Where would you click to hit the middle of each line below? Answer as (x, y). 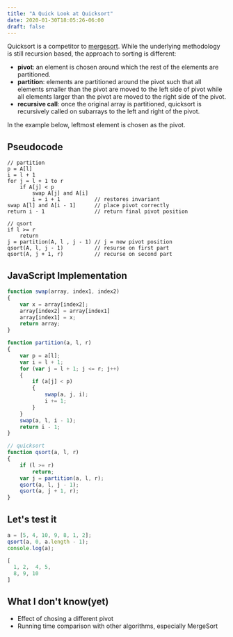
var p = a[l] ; (40, 355)
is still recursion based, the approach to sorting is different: (92, 54)
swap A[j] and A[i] (61, 193)
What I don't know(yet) (58, 602)
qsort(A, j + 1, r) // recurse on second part (90, 255)
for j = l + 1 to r (35, 182)
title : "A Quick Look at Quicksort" (60, 14)
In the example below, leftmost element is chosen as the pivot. (96, 125)
